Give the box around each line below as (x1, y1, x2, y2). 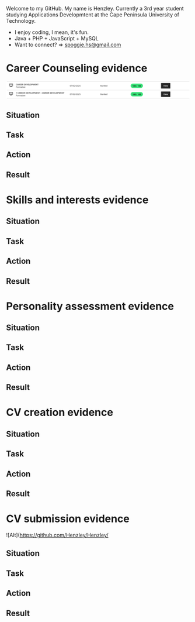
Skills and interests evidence (6, 193, 149, 207)
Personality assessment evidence (6, 300, 174, 312)
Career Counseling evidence (6, 61, 148, 75)
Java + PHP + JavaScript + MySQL (14, 35, 99, 42)
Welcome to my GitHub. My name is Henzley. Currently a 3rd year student (6, 5, 184, 12)
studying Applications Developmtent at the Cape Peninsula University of (6, 11, 180, 18)
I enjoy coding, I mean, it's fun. (14, 29, 89, 36)
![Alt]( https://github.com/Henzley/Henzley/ (6, 531, 109, 538)
